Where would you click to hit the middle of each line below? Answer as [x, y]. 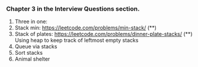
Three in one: [31, 22]
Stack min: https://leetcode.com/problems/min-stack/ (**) [86, 28]
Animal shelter [32, 59]
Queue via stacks [36, 46]
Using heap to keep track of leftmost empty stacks [76, 41]
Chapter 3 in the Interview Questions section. [73, 9]
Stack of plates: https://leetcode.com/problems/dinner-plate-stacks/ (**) [103, 34]
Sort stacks [29, 53]
